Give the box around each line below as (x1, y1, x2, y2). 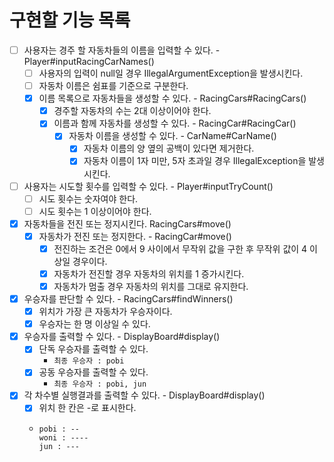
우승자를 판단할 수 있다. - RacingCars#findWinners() (23, 293, 234, 305)
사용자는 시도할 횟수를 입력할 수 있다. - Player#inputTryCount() (23, 180, 274, 192)
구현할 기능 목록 (9, 9, 131, 32)
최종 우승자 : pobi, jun (53, 379, 147, 390)
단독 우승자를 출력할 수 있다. (38, 343, 149, 355)
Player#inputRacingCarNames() (23, 56, 155, 67)
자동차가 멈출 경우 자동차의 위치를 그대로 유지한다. (53, 280, 249, 292)
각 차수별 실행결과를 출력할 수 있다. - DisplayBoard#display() (23, 389, 266, 401)
